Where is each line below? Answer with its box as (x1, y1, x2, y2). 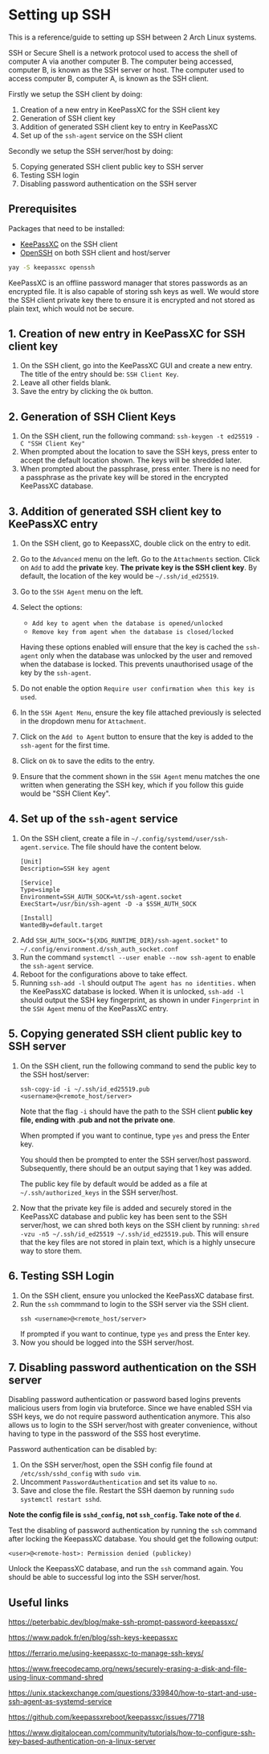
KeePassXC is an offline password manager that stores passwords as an (8, 278, 248, 288)
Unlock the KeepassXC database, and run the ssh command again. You (8, 1564, 243, 1574)
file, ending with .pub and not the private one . (19, 1114, 176, 1125)
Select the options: (19, 603, 83, 612)
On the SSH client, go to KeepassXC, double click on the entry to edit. (19, 538, 251, 549)
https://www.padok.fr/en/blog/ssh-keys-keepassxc (8, 1633, 178, 1643)
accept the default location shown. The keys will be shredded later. (19, 455, 243, 465)
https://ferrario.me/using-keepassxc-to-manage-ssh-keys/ (8, 1648, 204, 1658)
